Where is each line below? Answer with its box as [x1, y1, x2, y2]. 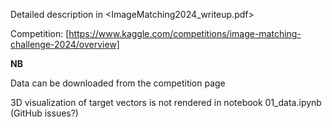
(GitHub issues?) [10, 107, 79, 119]
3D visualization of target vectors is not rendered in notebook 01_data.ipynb [10, 97, 322, 108]
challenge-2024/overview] [10, 39, 120, 50]
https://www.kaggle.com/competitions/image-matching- [68, 28, 302, 39]
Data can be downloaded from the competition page [10, 77, 226, 89]
